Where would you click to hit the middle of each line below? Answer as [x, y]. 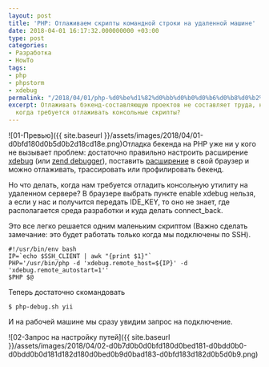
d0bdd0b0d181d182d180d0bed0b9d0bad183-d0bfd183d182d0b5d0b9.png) [133, 354]
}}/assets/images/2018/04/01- [154, 135]
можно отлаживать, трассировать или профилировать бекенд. [116, 169]
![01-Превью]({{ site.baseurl [55, 135]
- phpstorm [26, 83]
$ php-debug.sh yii [41, 307]
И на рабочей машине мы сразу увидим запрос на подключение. [121, 322]
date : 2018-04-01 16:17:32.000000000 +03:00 [84, 30]
